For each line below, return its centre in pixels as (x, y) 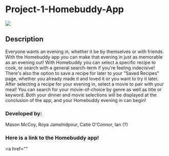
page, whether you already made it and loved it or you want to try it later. (82, 79)
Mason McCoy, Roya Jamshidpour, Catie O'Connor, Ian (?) (67, 125)
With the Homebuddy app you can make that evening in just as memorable (84, 57)
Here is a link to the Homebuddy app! (52, 138)
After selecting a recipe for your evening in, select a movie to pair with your (84, 84)
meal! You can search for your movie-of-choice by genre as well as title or (84, 89)
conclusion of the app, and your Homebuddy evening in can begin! (76, 100)
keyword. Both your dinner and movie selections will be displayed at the (81, 95)
